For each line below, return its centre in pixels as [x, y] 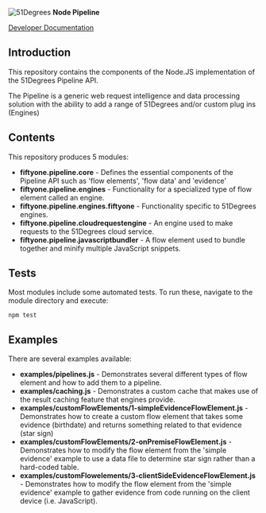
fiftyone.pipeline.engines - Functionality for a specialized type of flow [136, 189]
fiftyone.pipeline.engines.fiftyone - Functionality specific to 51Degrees [138, 206]
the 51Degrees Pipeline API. [54, 80]
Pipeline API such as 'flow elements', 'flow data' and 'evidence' [123, 181]
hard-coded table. [49, 467]
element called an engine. [62, 197]
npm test [23, 315]
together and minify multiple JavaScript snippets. [100, 248]
